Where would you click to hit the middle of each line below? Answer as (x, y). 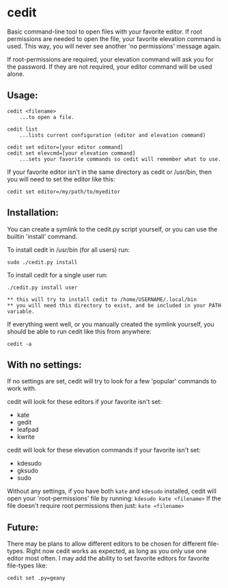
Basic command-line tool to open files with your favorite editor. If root (105, 31)
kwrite (26, 437)
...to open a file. (47, 117)
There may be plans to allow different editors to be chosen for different (107, 544)
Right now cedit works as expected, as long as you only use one (116, 551)
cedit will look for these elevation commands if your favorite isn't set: (104, 450)
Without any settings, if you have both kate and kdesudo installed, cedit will (112, 491)
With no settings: (44, 365)
